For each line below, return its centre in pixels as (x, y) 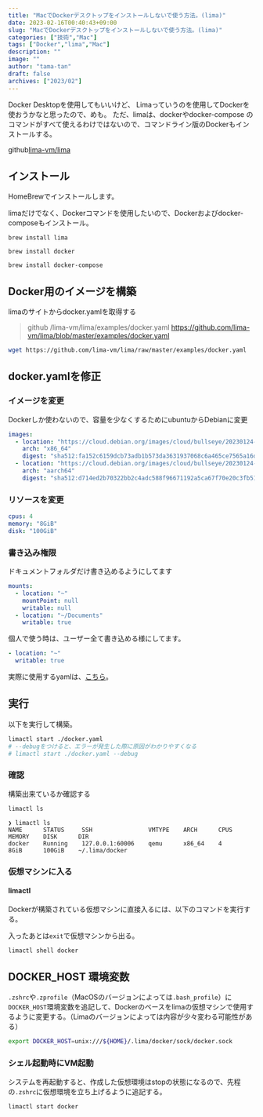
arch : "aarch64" (49, 471)
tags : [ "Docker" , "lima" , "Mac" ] (59, 45)
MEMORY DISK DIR (49, 837)
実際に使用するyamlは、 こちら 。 (61, 677)
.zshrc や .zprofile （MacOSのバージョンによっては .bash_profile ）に (120, 997)
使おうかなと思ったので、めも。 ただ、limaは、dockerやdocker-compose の (131, 114)
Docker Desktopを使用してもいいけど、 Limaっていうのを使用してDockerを (129, 104)
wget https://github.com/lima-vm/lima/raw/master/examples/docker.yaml (127, 350)
